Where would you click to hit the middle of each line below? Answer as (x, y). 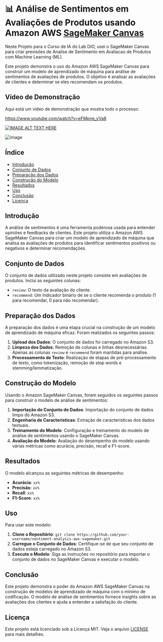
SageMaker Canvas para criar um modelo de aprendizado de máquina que (80, 238)
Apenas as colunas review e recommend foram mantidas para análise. (80, 352)
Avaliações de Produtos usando (71, 23)
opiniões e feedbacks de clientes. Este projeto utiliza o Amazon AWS (74, 233)
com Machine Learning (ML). (34, 57)
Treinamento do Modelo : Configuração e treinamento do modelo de (81, 430)
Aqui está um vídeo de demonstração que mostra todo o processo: (72, 109)
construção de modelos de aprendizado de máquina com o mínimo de (75, 592)
